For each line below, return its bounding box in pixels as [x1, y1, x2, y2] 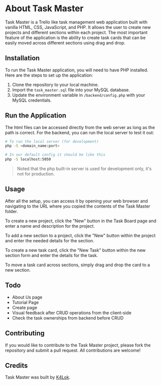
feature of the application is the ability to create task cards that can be [5, 35, 146, 41]
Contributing [5, 329, 45, 338]
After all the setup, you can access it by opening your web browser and [5, 198, 148, 204]
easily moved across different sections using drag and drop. [5, 40, 125, 45]
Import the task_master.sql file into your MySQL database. [12, 86, 130, 93]
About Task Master [5, 3, 84, 14]
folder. [5, 208, 18, 214]
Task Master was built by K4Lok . [5, 374, 71, 380]
